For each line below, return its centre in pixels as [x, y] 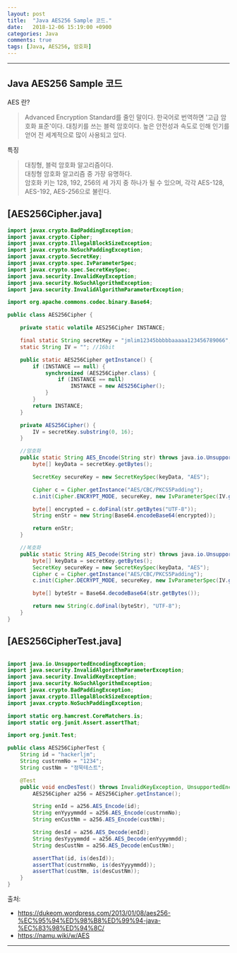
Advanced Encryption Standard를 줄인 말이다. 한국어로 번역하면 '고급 [122, 117]
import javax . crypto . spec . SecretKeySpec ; [69, 269]
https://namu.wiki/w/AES [54, 936]
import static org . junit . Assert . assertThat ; [74, 723]
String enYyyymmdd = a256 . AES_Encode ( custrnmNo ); [107, 813]
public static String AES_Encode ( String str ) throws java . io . [113, 458]
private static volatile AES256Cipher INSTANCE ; [93, 328]
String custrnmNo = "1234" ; [61, 761]
